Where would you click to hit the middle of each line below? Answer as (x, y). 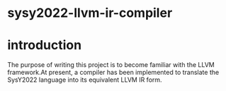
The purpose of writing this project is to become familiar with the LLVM (111, 65)
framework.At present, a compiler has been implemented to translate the (113, 73)
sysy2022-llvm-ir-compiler (90, 13)
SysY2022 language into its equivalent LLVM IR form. (85, 80)
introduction (45, 45)
